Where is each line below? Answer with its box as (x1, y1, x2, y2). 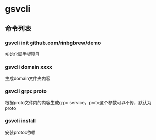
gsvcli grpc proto (5, 88, 47, 95)
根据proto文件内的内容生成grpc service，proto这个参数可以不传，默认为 (5, 100, 152, 106)
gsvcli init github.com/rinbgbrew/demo (5, 39, 101, 46)
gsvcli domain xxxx (5, 63, 53, 70)
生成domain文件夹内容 (5, 75, 51, 82)
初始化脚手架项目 (5, 51, 40, 57)
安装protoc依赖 (5, 129, 36, 135)
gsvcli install (5, 117, 36, 124)
